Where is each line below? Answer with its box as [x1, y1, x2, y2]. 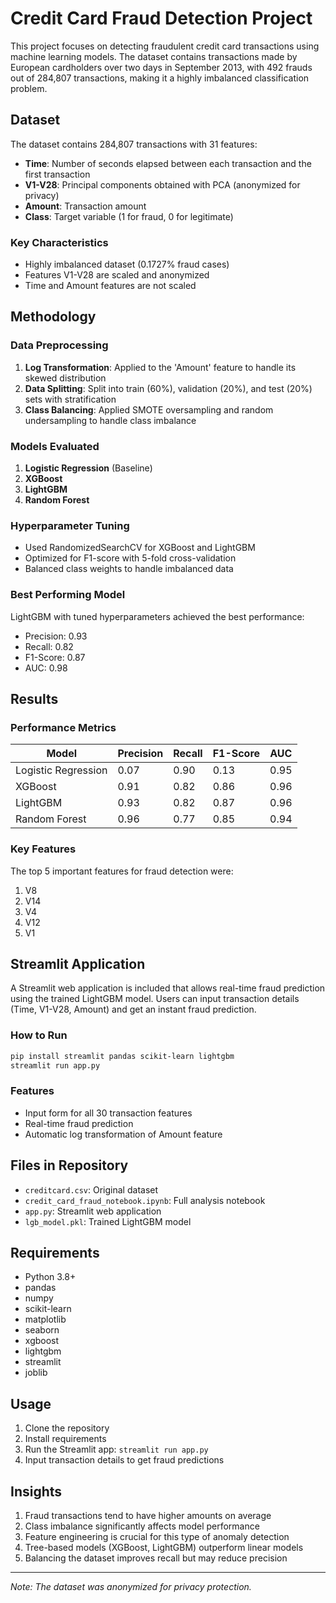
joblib [24, 1367, 48, 1379]
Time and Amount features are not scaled [24, 280, 197, 292]
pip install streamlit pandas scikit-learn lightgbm [10, 1051, 235, 1061]
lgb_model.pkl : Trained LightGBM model [24, 1215, 192, 1227]
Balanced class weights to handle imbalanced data [24, 563, 234, 575]
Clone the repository [24, 1422, 110, 1434]
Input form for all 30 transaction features [24, 1107, 193, 1119]
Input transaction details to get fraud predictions [24, 1454, 225, 1466]
